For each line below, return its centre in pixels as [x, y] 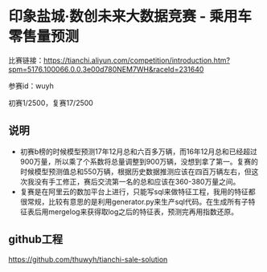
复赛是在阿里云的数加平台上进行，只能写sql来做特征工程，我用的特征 [134, 191]
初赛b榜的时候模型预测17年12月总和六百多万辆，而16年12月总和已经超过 [138, 151]
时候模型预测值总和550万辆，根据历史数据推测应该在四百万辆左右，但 [136, 171]
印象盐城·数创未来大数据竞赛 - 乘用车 [130, 16]
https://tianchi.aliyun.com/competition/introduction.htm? [137, 60]
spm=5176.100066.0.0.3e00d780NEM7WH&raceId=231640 [106, 69]
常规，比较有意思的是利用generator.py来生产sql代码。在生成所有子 [138, 201]
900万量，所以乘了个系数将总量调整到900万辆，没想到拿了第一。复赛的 [139, 161]
